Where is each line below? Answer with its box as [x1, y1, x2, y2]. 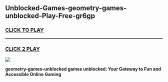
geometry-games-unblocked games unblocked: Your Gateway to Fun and [5, 66, 161, 72]
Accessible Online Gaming [5, 71, 61, 77]
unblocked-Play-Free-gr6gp [5, 12, 95, 20]
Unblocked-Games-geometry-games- [5, 4, 127, 12]
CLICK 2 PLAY [5, 45, 40, 52]
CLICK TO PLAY [5, 27, 44, 34]
